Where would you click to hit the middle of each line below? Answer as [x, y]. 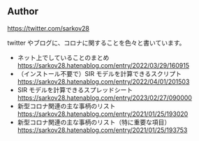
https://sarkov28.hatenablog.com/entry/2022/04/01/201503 [103, 81]
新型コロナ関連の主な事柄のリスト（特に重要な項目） [94, 122]
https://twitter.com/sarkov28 [48, 28]
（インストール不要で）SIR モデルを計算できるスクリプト [99, 73]
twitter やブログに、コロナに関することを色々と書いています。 [96, 43]
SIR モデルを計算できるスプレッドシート [75, 89]
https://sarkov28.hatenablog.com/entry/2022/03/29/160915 [103, 65]
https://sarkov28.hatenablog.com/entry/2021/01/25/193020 [103, 114]
